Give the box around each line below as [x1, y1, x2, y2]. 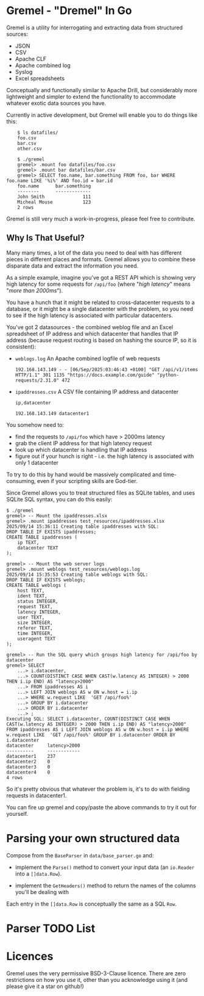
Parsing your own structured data [6, 831, 180, 845]
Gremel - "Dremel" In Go [6, 4, 132, 18]
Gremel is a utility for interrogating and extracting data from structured [6, 24, 183, 31]
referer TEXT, [17, 625, 53, 631]
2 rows [17, 204, 34, 211]
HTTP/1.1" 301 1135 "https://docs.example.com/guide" [15, 372, 155, 378]
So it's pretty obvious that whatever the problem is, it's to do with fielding [6, 785, 190, 793]
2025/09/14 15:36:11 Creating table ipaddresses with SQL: [6, 523, 160, 529]
